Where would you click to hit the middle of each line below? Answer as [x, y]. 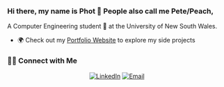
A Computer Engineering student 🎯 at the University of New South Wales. [112, 26]
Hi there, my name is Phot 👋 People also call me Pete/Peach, [111, 11]
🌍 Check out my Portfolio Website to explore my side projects [106, 40]
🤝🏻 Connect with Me [42, 61]
